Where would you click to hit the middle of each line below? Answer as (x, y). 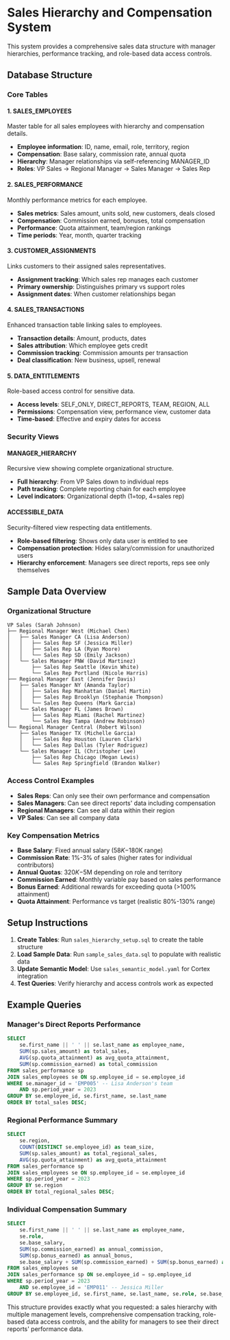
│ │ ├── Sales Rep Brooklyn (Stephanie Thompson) (86, 697)
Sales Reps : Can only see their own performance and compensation (113, 795)
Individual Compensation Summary (67, 1209)
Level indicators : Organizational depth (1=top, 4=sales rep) (101, 497)
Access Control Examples (51, 781)
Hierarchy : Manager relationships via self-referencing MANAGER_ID (113, 161)
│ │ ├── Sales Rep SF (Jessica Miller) (70, 644)
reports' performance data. (45, 1329)
